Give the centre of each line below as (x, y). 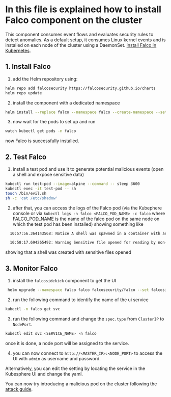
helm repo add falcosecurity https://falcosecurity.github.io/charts (81, 88)
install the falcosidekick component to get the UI (64, 281)
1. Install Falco (28, 67)
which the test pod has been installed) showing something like (78, 224)
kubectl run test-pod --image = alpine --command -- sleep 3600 (73, 184)
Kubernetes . (18, 50)
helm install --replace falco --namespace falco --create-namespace (79, 112)
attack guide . (19, 389)
